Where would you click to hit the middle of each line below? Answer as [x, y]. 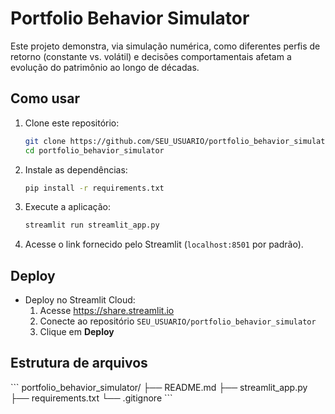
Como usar [45, 98]
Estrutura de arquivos [79, 363]
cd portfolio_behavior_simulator [94, 150]
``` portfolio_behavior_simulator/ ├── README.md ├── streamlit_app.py [159, 387]
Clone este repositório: [72, 123]
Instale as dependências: [76, 169]
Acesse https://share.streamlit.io [107, 311]
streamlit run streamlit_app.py [92, 225]
